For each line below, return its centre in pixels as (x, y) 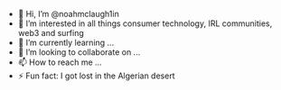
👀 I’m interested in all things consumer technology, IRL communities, (145, 23)
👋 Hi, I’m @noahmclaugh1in (68, 14)
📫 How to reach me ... (60, 62)
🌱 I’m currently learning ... (66, 42)
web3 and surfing (51, 33)
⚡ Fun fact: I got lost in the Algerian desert (96, 76)
